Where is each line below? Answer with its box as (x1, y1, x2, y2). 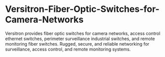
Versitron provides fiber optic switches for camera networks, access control (5, 30, 161, 36)
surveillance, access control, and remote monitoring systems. (5, 46, 131, 52)
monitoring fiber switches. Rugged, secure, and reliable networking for (5, 41, 150, 47)
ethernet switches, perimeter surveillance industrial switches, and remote (5, 36, 155, 42)
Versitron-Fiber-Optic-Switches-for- (5, 3, 160, 15)
